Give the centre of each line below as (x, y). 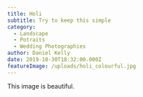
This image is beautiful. (41, 86)
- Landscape (31, 33)
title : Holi (25, 14)
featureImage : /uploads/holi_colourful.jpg (72, 66)
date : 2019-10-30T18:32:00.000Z (54, 60)
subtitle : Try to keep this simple (59, 20)
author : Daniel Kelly (39, 53)
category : (22, 27)
